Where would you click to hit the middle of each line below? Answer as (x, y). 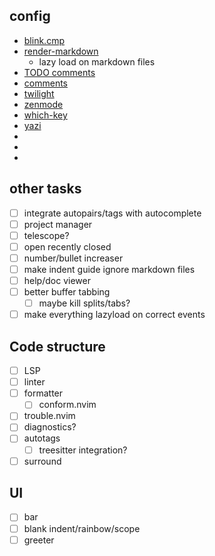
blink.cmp (44, 40)
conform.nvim (67, 405)
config (30, 16)
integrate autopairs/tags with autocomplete (112, 213)
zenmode (43, 104)
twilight (39, 93)
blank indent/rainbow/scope (82, 528)
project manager (58, 224)
